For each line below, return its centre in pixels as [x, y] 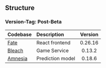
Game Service [53, 51]
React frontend [53, 42]
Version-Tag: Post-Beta [33, 22]
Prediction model [56, 58]
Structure [20, 8]
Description [50, 34]
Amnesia [18, 58]
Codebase [20, 34]
